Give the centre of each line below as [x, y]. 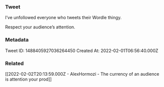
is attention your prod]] [28, 79]
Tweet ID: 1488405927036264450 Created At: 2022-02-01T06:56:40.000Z [82, 51]
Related [15, 63]
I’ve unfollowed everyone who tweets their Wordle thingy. [64, 18]
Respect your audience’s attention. [40, 27]
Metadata [17, 40]
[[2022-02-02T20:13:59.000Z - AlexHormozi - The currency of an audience [82, 74]
